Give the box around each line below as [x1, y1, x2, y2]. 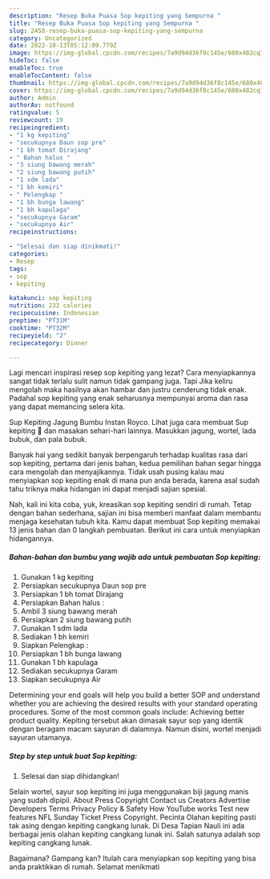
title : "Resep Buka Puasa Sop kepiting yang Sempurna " [9, 19, 199, 27]
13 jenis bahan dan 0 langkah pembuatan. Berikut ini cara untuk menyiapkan [9, 525, 261, 535]
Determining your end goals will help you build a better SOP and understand [9, 691, 260, 700]
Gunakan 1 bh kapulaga [20, 658, 99, 667]
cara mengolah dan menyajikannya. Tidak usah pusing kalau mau [9, 467, 225, 477]
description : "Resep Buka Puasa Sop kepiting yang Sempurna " [9, 11, 221, 20]
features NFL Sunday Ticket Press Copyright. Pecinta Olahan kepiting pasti [9, 812, 256, 822]
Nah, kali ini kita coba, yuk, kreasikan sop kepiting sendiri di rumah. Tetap [9, 500, 252, 509]
